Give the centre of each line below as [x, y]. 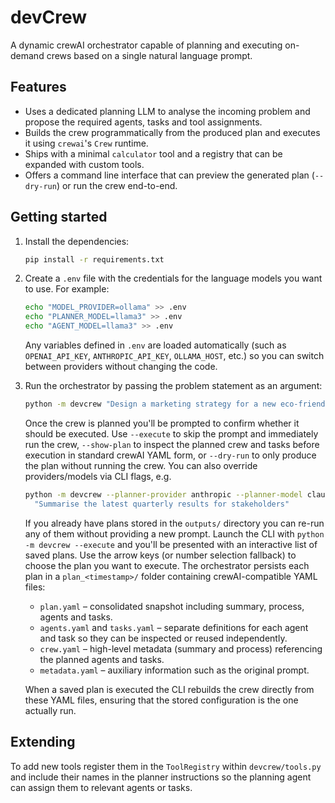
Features [38, 87]
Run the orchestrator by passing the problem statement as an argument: [173, 386]
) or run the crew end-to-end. [117, 185]
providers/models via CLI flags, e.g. [98, 476]
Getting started [59, 217]
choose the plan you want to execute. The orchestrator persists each [167, 565]
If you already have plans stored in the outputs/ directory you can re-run [174, 523]
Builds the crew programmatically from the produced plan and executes [172, 132]
